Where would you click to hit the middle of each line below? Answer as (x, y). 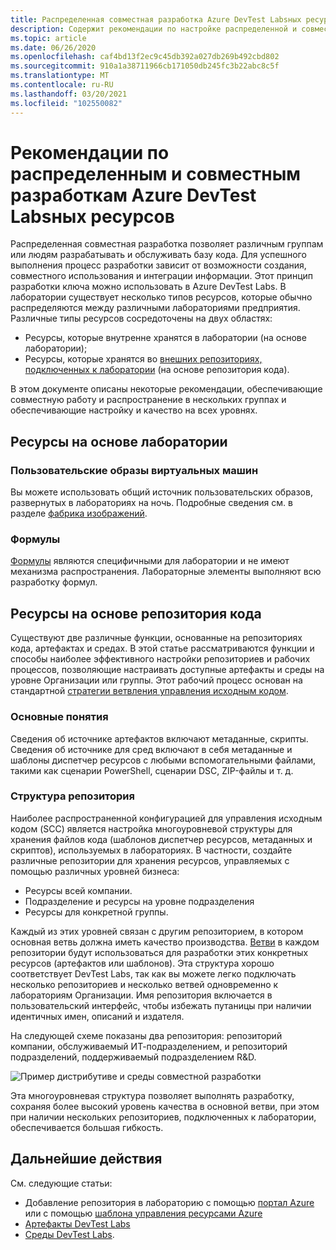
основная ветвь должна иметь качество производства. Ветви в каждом (165, 942)
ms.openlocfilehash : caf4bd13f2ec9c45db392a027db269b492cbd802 (145, 57)
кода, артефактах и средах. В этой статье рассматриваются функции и (162, 648)
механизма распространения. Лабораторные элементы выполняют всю (166, 572)
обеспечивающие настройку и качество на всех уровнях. (134, 410)
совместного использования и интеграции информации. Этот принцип (162, 276)
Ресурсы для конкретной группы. (96, 912)
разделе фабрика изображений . (79, 513)
